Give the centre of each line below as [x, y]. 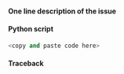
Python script [31, 29]
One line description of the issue [62, 11]
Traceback [26, 64]
